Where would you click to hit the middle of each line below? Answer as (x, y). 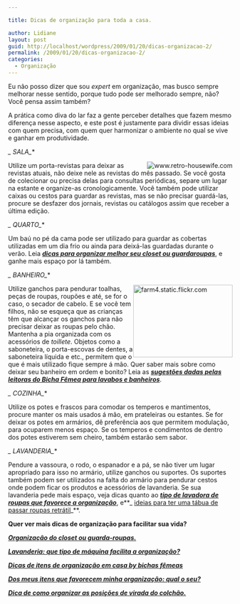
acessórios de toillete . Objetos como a (64, 341)
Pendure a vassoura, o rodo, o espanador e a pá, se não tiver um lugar (111, 465)
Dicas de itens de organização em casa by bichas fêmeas (96, 565)
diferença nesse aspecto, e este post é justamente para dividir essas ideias (119, 122)
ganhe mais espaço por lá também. (60, 261)
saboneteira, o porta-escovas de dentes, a (71, 349)
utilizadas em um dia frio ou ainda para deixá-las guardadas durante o (111, 245)
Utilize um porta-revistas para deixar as (66, 165)
